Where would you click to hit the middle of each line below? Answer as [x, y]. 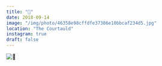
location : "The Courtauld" [40, 28]
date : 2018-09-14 [28, 17]
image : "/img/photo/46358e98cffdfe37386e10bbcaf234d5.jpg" [82, 23]
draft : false [22, 40]
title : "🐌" [20, 12]
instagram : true [26, 34]
